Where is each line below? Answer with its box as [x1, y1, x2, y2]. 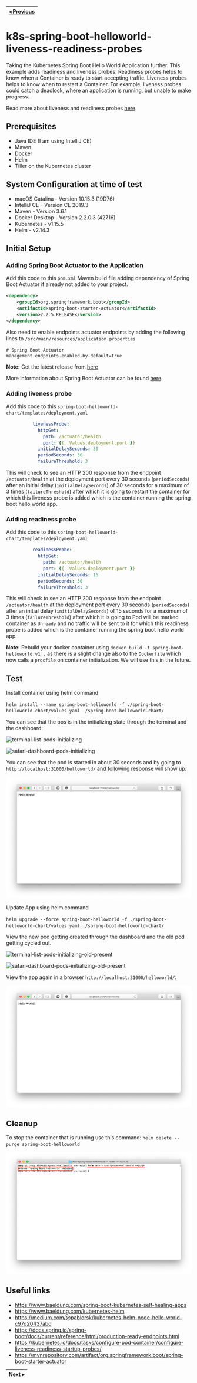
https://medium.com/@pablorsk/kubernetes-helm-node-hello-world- [14, 1313, 182, 1321]
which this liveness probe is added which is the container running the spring [6, 494, 191, 501]
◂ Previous [8, 8, 35, 15]
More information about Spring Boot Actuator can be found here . [6, 375, 163, 382]
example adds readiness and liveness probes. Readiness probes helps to [6, 68, 183, 75]
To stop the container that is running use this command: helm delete [6, 1134, 172, 1141]
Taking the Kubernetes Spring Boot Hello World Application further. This [6, 61, 181, 68]
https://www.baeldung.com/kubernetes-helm [14, 1308, 125, 1315]
